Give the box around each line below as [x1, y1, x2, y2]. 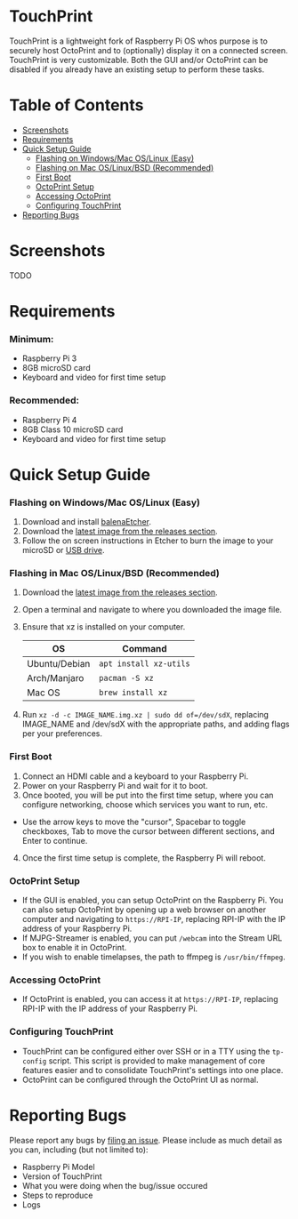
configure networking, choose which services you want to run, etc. [21, 798, 269, 810]
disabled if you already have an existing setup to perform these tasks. [9, 64, 265, 75]
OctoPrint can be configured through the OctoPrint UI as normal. [21, 1074, 259, 1085]
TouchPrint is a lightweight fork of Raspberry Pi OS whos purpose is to [9, 36, 269, 46]
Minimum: [9, 333, 54, 345]
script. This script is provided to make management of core [48, 1055, 265, 1066]
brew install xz [99, 687, 168, 698]
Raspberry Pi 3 [21, 353, 77, 364]
